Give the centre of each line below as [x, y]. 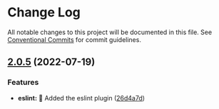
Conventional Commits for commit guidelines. [74, 39]
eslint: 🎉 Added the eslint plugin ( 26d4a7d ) [81, 98]
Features [23, 83]
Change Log [44, 12]
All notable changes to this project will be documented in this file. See [110, 32]
